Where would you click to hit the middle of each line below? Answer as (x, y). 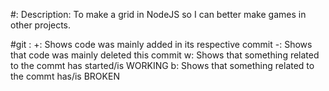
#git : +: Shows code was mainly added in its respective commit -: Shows (161, 44)
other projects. (41, 25)
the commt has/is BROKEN (65, 76)
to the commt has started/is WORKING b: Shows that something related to (162, 65)
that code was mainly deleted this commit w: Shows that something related (165, 55)
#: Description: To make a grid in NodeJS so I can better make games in (158, 14)
